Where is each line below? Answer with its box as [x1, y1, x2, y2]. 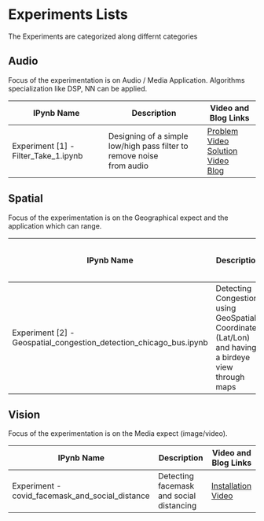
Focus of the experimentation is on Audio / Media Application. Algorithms [8, 75, 245, 84]
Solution [207, 145, 238, 156]
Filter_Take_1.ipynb [12, 150, 83, 161]
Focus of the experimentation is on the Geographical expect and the [8, 213, 229, 222]
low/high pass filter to [108, 140, 189, 151]
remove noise [108, 150, 159, 161]
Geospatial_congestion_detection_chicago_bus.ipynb [12, 337, 208, 348]
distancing [158, 501, 197, 512]
